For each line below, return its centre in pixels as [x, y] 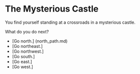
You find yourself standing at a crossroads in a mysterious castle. [70, 22]
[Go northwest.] [28, 51]
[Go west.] [23, 67]
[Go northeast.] [27, 46]
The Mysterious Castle [52, 9]
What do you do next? [27, 31]
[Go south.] [23, 56]
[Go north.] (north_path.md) [40, 41]
